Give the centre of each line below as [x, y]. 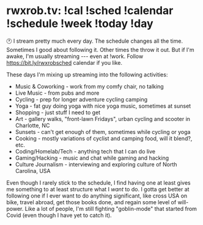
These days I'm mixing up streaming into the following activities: [87, 75]
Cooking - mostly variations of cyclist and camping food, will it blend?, [104, 138]
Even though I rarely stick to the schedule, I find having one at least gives [98, 183]
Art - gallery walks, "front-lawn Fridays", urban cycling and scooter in [103, 119]
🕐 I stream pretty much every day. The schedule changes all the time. [95, 41]
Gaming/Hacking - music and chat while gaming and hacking [92, 158]
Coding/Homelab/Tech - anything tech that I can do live [85, 151]
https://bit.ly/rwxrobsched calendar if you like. [65, 62]
